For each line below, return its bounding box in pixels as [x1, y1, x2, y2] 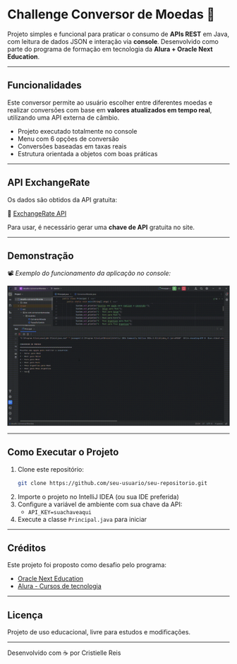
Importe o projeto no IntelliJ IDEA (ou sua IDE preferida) [17, 492, 179, 501]
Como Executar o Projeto [7, 446, 119, 458]
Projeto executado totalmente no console [17, 127, 138, 135]
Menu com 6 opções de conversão [17, 134, 119, 143]
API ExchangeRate [7, 177, 90, 189]
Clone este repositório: [17, 465, 85, 473]
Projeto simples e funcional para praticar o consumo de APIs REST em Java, [7, 30, 230, 38]
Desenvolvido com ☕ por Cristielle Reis [7, 648, 121, 657]
